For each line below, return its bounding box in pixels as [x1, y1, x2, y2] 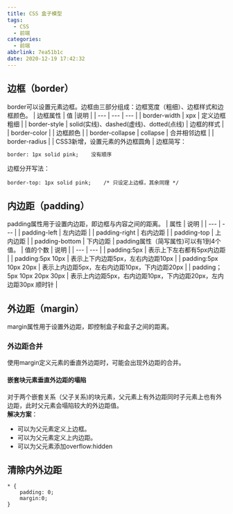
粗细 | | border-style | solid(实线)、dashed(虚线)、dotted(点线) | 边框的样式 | [7, 119, 224, 128]
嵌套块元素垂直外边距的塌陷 [7, 375, 87, 384]
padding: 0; [19, 489, 54, 496]
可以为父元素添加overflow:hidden [17, 442, 113, 450]
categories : [7, 36, 42, 43]
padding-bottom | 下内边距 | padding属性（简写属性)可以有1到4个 [34, 237, 222, 246]
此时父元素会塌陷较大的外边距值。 [25, 401, 123, 409]
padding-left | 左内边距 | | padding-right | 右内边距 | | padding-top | [21, 228, 214, 237]
